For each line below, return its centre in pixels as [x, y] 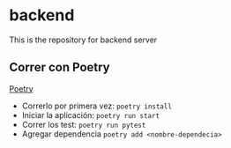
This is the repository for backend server [83, 40]
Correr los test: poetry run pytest [84, 124]
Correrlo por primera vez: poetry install [97, 106]
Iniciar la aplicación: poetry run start [91, 115]
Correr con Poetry [60, 67]
